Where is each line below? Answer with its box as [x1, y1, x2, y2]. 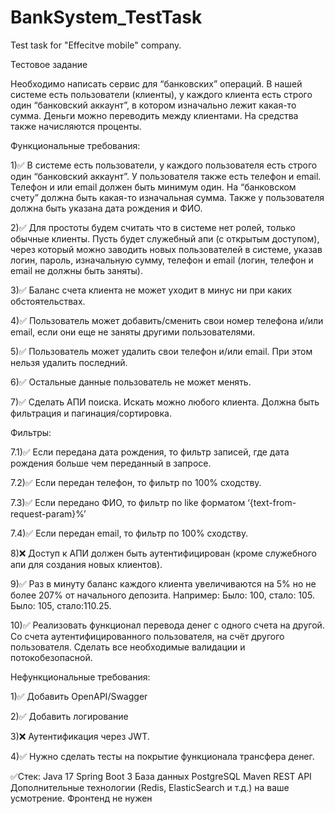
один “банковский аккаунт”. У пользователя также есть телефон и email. [10, 170, 322, 182]
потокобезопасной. [10, 651, 93, 663]
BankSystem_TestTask [10, 6, 203, 29]
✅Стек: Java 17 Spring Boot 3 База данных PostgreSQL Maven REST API [10, 770, 312, 782]
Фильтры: [10, 426, 52, 438]
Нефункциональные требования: [10, 671, 151, 683]
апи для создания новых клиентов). [10, 558, 163, 570]
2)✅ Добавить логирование [10, 710, 129, 722]
